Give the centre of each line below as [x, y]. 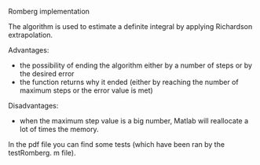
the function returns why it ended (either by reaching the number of [129, 82]
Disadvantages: [33, 106]
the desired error [47, 73]
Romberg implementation [49, 11]
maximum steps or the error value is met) [86, 90]
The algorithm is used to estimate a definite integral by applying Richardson [130, 26]
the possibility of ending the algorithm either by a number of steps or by [136, 65]
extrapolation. [31, 35]
